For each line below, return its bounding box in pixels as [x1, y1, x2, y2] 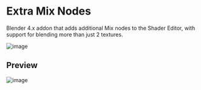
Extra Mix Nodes [6, 4, 91, 18]
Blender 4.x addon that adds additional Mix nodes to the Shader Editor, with [6, 24, 196, 32]
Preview [6, 60, 38, 71]
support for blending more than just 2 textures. [6, 30, 123, 38]
